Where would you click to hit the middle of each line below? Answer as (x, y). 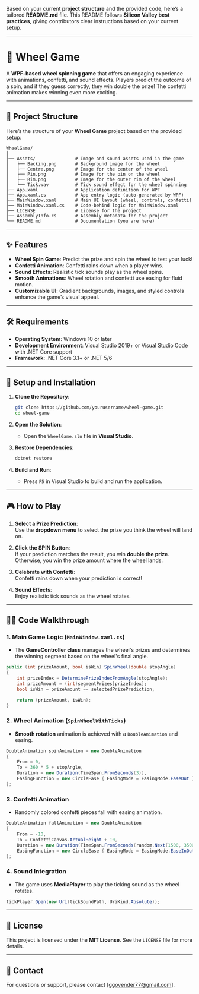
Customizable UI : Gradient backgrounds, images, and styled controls (99, 291)
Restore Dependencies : (44, 447)
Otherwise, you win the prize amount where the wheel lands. (89, 560)
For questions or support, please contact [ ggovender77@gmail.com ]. (91, 985)
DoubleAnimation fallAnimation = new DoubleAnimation (74, 823)
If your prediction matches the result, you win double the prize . (92, 554)
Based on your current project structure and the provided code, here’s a (95, 9)
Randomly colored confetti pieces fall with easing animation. (88, 812)
